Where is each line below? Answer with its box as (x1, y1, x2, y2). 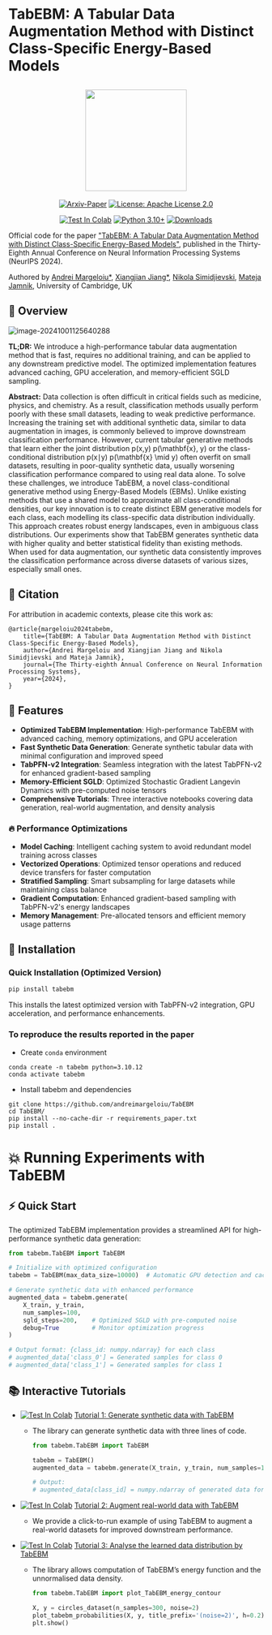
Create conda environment (19, 1048, 107, 1057)
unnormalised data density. (32, 1573, 124, 1583)
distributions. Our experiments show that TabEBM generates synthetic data (8, 529, 259, 540)
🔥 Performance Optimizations (8, 823, 128, 834)
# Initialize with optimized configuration (8, 1263, 158, 1272)
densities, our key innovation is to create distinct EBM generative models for (8, 504, 262, 514)
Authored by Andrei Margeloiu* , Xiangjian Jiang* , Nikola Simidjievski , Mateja (8, 273, 261, 282)
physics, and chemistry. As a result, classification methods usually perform (8, 400, 259, 410)
